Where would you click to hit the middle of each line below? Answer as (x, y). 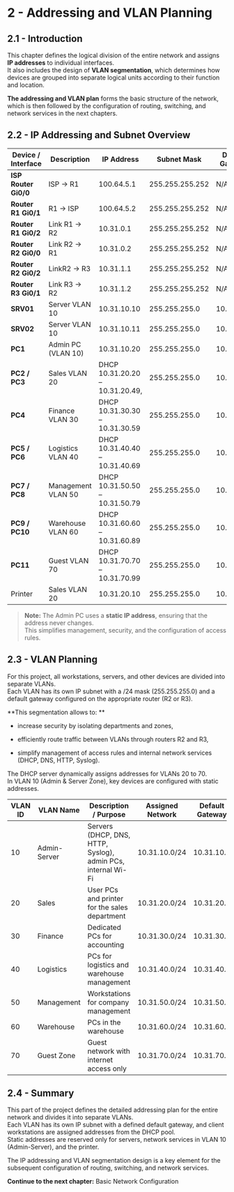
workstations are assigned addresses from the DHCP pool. (91, 1132)
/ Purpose (109, 814)
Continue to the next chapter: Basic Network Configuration (93, 1182)
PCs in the (104, 1022)
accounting (106, 944)
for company (108, 1002)
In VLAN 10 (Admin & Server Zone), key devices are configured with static (113, 781)
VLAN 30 (63, 419)
